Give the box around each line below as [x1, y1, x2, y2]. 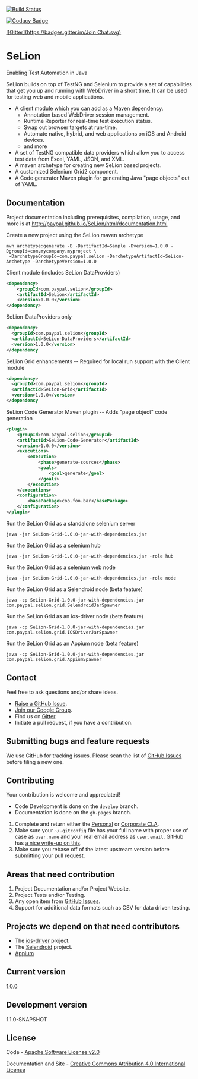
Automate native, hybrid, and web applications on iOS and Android [23, 130, 187, 137]
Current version [6, 967, 66, 977]
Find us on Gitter [14, 712, 56, 719]
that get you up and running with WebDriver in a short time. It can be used [6, 87, 187, 94]
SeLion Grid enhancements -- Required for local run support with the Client [6, 357, 190, 365]
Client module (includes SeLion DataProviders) [6, 269, 120, 276]
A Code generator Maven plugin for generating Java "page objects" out [14, 174, 190, 181]
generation [6, 414, 33, 421]
